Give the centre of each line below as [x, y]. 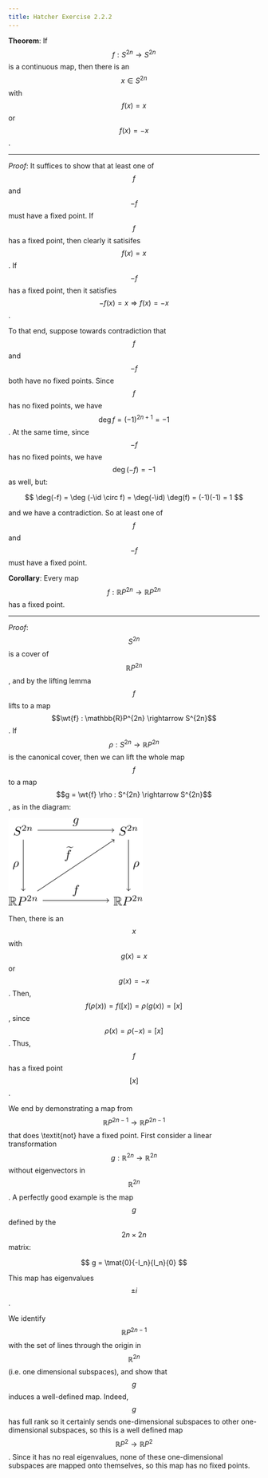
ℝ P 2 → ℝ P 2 [134, 1444]
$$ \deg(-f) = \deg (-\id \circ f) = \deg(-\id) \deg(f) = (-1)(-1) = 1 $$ [134, 497]
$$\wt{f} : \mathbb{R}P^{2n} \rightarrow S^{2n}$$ [134, 718]
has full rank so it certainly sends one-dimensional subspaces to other [124, 1422]
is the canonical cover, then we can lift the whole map [97, 757]
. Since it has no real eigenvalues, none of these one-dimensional [116, 1457]
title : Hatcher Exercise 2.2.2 [60, 17]
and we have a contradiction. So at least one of [86, 512]
